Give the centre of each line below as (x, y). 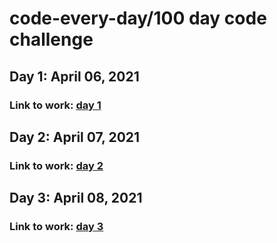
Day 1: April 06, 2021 (74, 76)
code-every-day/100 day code (138, 18)
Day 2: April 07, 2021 (75, 137)
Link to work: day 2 (56, 165)
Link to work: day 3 (56, 227)
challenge (51, 39)
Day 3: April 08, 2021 (76, 198)
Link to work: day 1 (55, 105)
